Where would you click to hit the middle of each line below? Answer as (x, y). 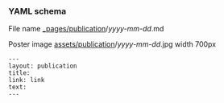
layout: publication (43, 66)
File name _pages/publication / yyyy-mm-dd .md (86, 29)
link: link (27, 80)
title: (19, 73)
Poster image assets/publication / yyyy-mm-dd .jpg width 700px (112, 44)
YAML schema (37, 11)
